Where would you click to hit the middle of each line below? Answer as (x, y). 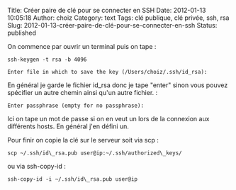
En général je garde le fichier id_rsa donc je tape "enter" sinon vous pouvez (118, 85)
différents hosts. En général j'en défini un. (68, 126)
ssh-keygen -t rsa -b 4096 (47, 60)
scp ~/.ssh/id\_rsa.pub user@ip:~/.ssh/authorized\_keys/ (95, 153)
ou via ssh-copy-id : (36, 166)
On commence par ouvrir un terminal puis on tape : (82, 46)
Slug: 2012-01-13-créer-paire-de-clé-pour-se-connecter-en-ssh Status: (112, 25)
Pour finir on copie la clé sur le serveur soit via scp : (83, 140)
